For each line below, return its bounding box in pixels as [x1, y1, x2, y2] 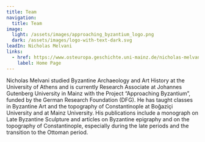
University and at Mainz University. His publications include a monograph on [6, 109, 198, 116]
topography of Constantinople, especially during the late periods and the [6, 122, 189, 129]
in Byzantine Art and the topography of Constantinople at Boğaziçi [6, 102, 173, 110]
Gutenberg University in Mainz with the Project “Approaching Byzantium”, [6, 90, 191, 97]
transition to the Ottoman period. [6, 129, 88, 136]
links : [6, 49, 23, 55]
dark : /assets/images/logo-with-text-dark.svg [12, 37, 132, 43]
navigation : [6, 15, 37, 21]
